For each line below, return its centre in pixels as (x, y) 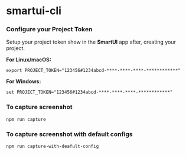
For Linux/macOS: (29, 60)
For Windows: (24, 81)
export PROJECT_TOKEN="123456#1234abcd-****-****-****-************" (94, 71)
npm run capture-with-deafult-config (53, 146)
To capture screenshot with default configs (69, 134)
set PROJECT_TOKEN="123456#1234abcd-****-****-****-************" (89, 93)
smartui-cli (34, 11)
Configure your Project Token (49, 29)
